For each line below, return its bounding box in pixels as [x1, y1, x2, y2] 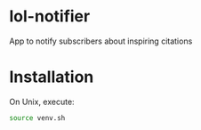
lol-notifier [9, 6, 91, 27]
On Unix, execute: [9, 96, 75, 107]
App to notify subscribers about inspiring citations [9, 36, 193, 46]
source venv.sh [9, 113, 66, 122]
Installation [9, 67, 94, 87]
